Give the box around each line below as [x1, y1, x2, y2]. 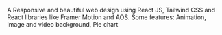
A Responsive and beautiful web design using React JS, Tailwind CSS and [7, 6, 216, 14]
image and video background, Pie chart [7, 21, 119, 28]
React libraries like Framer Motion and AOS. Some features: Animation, [7, 13, 207, 21]
